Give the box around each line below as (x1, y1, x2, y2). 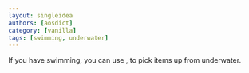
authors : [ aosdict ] (8, 19, 73, 27)
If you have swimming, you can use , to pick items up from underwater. (8, 56, 242, 65)
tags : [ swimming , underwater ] (8, 33, 109, 42)
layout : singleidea (8, 11, 73, 20)
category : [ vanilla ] (8, 26, 77, 34)
